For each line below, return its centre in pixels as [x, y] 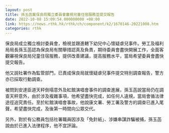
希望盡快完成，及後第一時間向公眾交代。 [56, 109]
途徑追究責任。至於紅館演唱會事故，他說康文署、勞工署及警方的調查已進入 [82, 102]
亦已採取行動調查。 [25, 79]
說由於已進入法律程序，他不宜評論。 [43, 125]
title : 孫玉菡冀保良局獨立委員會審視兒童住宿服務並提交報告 [60, 15]
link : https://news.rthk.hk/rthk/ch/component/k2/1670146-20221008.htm [82, 24]
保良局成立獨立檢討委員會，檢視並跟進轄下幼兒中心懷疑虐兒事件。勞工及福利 [84, 44]
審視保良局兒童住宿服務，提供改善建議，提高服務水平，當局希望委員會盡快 [87, 56]
